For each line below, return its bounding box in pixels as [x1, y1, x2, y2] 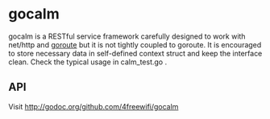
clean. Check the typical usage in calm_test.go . [8, 57, 168, 67]
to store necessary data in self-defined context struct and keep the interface [8, 48, 263, 58]
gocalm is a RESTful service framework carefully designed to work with [8, 31, 246, 41]
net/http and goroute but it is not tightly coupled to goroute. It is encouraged [8, 39, 262, 49]
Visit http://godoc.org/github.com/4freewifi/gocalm [8, 101, 179, 111]
